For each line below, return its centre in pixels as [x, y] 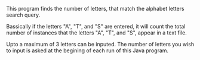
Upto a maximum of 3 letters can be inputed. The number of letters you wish [100, 44]
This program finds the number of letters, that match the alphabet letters [95, 9]
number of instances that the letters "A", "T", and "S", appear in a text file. [96, 33]
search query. [23, 15]
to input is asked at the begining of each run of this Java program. [87, 50]
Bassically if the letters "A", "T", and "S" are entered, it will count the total [96, 26]
